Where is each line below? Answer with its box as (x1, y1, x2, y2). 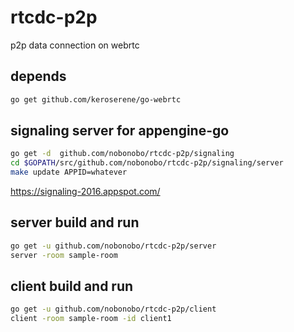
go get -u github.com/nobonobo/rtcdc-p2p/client (10, 304, 217, 315)
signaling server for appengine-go (10, 122, 230, 140)
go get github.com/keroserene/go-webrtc (10, 94, 182, 105)
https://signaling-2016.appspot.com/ (10, 186, 161, 198)
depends (10, 68, 67, 85)
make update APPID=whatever (10, 167, 128, 178)
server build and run (10, 214, 140, 231)
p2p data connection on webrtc (10, 39, 140, 51)
